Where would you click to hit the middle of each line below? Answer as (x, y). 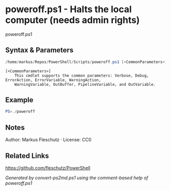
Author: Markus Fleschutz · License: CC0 (48, 140)
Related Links (27, 156)
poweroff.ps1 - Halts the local (69, 9)
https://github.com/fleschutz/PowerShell (48, 168)
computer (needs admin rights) (73, 20)
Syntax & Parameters (39, 50)
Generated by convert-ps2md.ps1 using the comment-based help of (77, 178)
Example (19, 100)
